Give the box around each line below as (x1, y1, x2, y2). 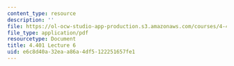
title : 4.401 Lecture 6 (7, 42, 77, 49)
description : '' (7, 16, 54, 23)
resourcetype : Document (7, 36, 77, 43)
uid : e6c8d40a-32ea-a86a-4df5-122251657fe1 (7, 49, 136, 56)
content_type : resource (7, 10, 77, 17)
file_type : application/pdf (7, 29, 89, 36)
